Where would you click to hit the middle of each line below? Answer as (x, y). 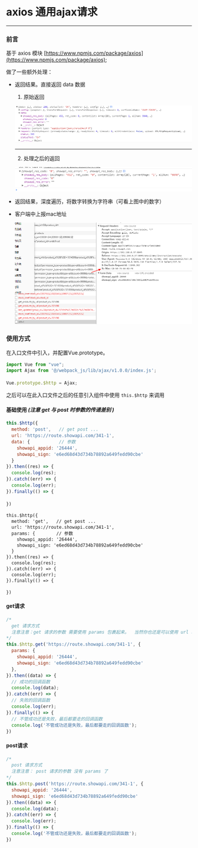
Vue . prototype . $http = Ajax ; (42, 383)
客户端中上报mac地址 (40, 214)
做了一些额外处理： (29, 72)
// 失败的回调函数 (31, 700)
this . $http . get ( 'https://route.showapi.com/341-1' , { (74, 645)
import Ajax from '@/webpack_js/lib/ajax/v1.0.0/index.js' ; (82, 371)
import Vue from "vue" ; (35, 365)
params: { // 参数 (42, 534)
